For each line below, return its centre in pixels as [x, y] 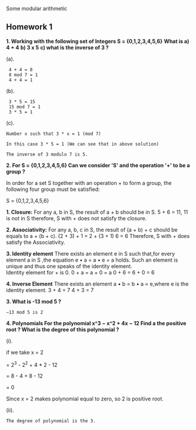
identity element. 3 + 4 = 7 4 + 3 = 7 [50, 290]
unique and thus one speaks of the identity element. [69, 266]
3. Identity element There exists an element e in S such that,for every [91, 253]
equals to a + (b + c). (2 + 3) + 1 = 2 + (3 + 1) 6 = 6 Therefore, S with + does [98, 236]
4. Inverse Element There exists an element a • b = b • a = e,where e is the [97, 284]
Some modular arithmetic [37, 9]
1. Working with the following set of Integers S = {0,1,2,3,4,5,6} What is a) [98, 41]
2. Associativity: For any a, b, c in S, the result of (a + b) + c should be [92, 230]
